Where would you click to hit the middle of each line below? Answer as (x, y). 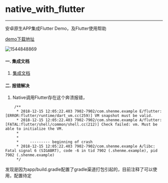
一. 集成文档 (17, 61)
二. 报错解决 (17, 85)
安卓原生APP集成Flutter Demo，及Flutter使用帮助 (56, 28)
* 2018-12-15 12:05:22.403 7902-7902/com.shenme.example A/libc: (86, 146)
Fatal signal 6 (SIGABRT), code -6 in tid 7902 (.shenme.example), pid (81, 151)
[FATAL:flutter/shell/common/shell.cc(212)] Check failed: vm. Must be (81, 124)
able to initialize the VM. (34, 129)
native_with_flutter (45, 9)
